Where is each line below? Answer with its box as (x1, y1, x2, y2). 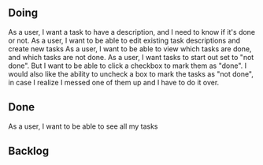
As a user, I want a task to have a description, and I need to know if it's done (8, 27, 256, 36)
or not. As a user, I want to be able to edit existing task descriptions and (8, 36, 241, 45)
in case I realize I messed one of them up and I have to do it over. (8, 77, 220, 87)
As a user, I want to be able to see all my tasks (8, 122, 159, 131)
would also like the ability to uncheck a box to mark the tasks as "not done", (8, 69, 254, 78)
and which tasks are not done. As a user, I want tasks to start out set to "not (8, 52, 254, 62)
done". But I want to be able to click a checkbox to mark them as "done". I (8, 61, 247, 70)
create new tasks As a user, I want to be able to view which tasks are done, (8, 43, 252, 54)
